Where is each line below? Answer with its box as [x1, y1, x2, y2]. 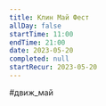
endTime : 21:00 [9, 37, 66, 47]
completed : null [9, 54, 69, 63]
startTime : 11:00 [9, 29, 74, 38]
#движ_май [9, 86, 53, 98]
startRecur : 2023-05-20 [9, 63, 98, 72]
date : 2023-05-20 [9, 46, 74, 55]
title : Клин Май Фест [9, 12, 90, 22]
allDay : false [9, 21, 62, 30]
